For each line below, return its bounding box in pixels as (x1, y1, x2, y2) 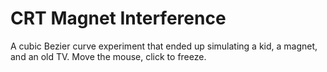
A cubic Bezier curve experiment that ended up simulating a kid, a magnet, (10, 40, 318, 52)
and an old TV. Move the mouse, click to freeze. (10, 50, 207, 62)
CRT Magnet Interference (10, 7, 227, 30)
